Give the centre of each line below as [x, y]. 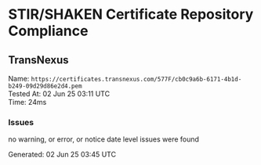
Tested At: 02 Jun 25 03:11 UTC [59, 94]
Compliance [48, 31]
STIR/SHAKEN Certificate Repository [131, 14]
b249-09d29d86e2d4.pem [45, 86]
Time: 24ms [27, 102]
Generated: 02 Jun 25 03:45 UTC [62, 155]
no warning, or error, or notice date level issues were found [104, 139]
